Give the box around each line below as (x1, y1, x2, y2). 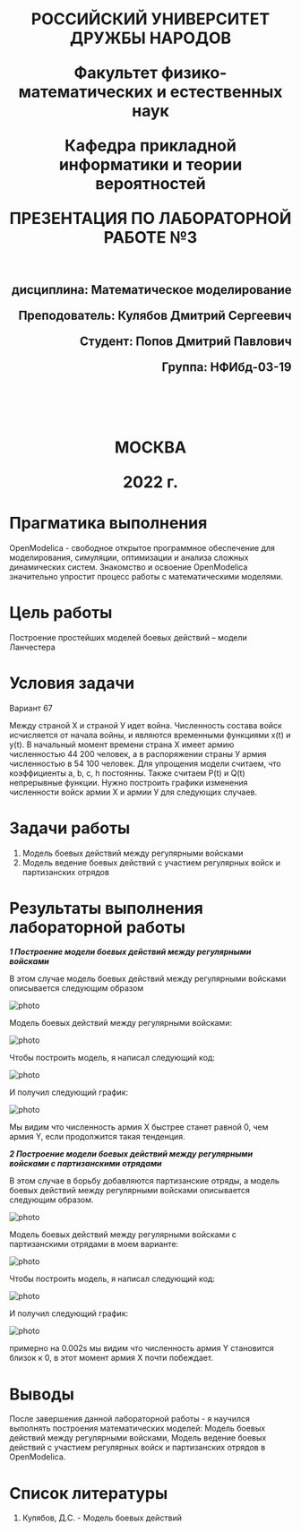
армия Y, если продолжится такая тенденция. (9, 1132, 185, 1142)
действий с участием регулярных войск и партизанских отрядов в (9, 1442, 266, 1453)
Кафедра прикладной (64, 135, 237, 156)
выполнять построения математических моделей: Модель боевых (9, 1423, 266, 1433)
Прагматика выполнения (9, 512, 208, 533)
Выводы (9, 1384, 74, 1404)
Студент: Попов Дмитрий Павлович (79, 333, 292, 349)
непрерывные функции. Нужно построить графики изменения (9, 777, 248, 788)
